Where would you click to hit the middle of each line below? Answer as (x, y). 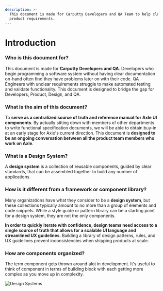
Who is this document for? (37, 58)
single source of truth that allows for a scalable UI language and (71, 230)
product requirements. (32, 18)
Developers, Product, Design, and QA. (43, 94)
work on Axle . (19, 144)
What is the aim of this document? (46, 107)
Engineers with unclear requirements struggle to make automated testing (78, 84)
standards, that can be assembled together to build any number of (71, 172)
